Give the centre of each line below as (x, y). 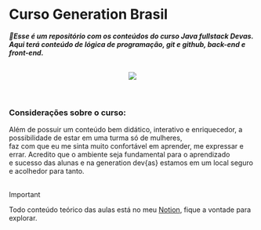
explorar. (23, 218)
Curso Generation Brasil (88, 14)
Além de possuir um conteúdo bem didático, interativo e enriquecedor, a (126, 130)
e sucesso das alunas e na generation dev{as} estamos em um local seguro (131, 163)
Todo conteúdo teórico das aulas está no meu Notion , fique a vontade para (130, 210)
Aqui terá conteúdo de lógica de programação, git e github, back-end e (127, 44)
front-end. (26, 52)
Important (25, 195)
